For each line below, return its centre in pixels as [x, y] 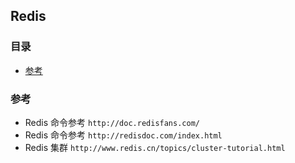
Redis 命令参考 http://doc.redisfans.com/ [112, 122]
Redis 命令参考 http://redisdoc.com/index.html [123, 135]
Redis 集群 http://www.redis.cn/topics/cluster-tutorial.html [155, 147]
